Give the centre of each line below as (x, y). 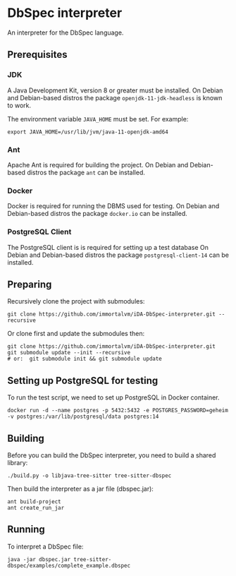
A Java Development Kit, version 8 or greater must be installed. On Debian (115, 90)
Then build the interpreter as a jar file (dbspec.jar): (80, 488)
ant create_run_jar (36, 508)
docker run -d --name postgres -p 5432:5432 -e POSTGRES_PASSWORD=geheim (118, 411)
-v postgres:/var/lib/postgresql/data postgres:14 (83, 417)
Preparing (30, 284)
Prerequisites (37, 55)
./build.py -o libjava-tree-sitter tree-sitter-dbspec (89, 475)
